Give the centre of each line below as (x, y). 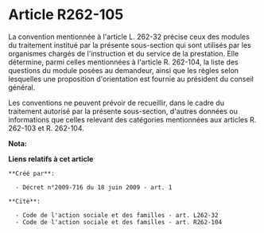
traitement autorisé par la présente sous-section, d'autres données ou (123, 111)
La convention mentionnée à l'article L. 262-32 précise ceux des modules (129, 37)
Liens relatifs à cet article (51, 159)
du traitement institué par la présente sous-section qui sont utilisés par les (130, 45)
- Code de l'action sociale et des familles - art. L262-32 (117, 215)
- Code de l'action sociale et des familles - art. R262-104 (119, 222)
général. (22, 87)
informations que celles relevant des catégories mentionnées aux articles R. (132, 119)
